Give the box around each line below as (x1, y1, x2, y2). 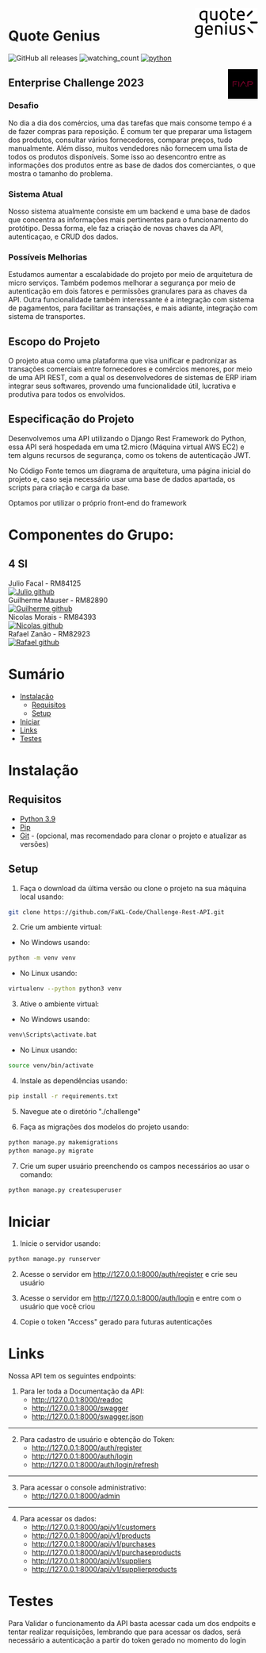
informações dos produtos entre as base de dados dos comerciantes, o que (8, 160, 256, 170)
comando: (19, 1170, 53, 1179)
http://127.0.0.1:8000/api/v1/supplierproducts (31, 1565, 177, 1574)
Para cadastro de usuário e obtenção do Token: (19, 1435, 176, 1444)
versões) (19, 839, 49, 848)
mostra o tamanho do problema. (8, 168, 113, 178)
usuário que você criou (19, 1301, 96, 1312)
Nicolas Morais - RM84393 (8, 612, 97, 621)
